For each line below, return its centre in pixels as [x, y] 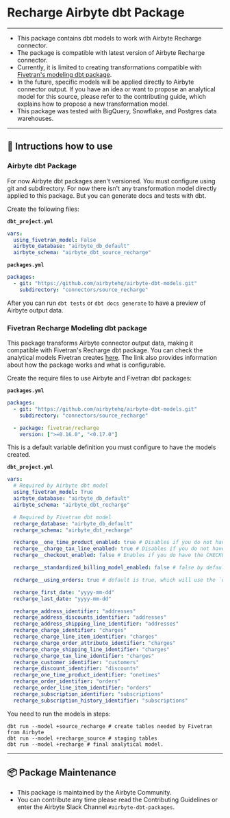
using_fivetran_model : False [55, 240]
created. [19, 455]
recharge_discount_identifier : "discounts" [76, 669]
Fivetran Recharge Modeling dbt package [77, 328]
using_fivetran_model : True [53, 492]
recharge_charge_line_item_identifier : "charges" [85, 637]
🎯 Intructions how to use [60, 147]
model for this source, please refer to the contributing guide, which [112, 96]
